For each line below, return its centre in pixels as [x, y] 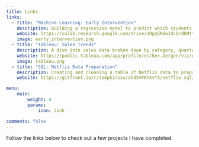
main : [24, 94]
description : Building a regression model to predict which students [105, 28]
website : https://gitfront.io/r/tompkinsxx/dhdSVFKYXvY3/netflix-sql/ [106, 78]
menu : [13, 89]
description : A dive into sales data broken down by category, [97, 50]
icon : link [51, 110]
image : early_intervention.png [55, 39]
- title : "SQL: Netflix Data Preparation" [65, 67]
